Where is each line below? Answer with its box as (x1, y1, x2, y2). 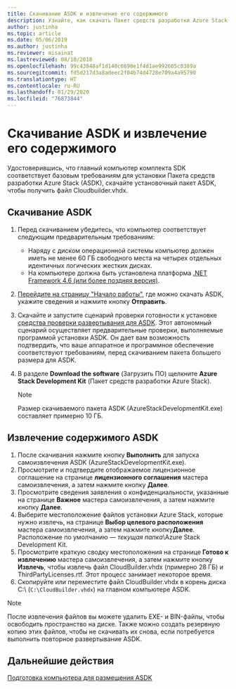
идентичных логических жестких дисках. (27, 261, 152, 269)
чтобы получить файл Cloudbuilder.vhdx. (7, 186, 129, 194)
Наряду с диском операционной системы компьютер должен (27, 246, 214, 255)
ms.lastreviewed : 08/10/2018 (7, 56, 93, 63)
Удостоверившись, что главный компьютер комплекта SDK (7, 163, 186, 172)
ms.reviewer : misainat (7, 50, 74, 57)
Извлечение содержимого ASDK (7, 432, 159, 444)
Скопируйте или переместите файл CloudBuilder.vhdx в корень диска (17, 577, 227, 586)
